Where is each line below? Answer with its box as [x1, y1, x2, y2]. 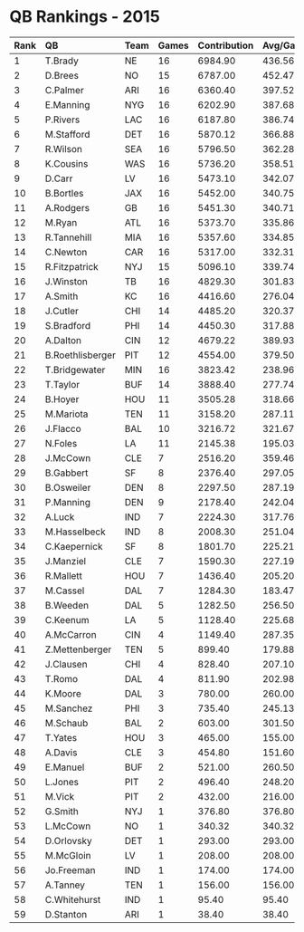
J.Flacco [44, 422, 81, 435]
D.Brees [44, 69, 80, 82]
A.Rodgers [44, 201, 90, 214]
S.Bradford [44, 319, 91, 331]
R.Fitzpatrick [44, 260, 100, 273]
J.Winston [44, 274, 89, 287]
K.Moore [44, 687, 81, 699]
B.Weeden [44, 599, 89, 611]
